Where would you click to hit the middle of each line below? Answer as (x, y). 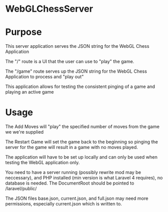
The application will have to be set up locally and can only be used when (81, 157)
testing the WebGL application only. (43, 163)
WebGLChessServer (49, 9)
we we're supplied (25, 132)
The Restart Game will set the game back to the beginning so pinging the (82, 142)
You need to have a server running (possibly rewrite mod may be (73, 172)
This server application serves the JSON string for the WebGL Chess (77, 46)
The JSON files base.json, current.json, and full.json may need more (77, 198)
